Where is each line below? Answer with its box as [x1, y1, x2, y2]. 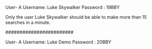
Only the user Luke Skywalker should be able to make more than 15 [5, 14, 147, 20]
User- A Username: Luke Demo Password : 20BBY [5, 39, 112, 45]
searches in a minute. [5, 20, 51, 25]
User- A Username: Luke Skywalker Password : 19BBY [5, 5, 120, 10]
